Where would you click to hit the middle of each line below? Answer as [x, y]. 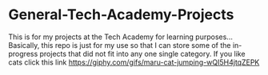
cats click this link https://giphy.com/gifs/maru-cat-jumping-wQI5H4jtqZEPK [134, 62]
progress [23, 53]
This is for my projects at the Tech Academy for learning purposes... [121, 37]
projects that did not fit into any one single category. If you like [142, 53]
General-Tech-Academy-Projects [121, 15]
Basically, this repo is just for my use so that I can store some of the [120, 45]
